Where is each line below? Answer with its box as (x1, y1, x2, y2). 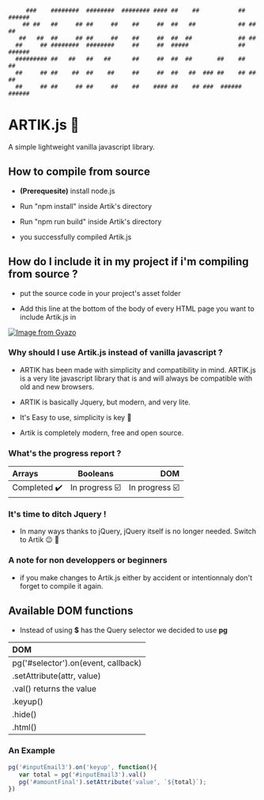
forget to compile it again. (19, 581, 104, 590)
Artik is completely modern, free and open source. (19, 427, 184, 438)
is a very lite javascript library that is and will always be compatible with (19, 373, 253, 383)
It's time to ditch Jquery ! (8, 509, 107, 520)
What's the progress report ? (8, 447, 122, 458)
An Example (8, 745, 55, 756)
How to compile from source (8, 165, 150, 179)
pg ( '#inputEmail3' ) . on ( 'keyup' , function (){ (8, 763, 157, 771)
